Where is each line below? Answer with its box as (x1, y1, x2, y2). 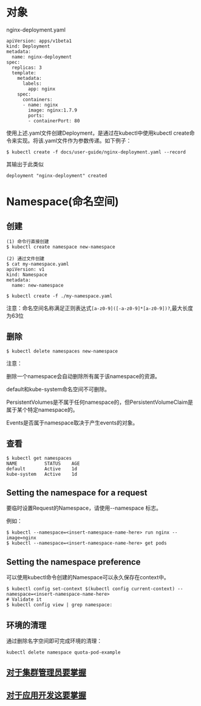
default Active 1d (6, 465, 78, 472)
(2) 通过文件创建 (6, 255, 44, 262)
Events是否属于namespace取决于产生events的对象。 (6, 418, 138, 426)
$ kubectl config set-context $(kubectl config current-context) (6, 586, 175, 592)
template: (12, 69, 36, 76)
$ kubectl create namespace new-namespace (6, 244, 115, 250)
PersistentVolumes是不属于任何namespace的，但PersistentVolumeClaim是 (6, 398, 193, 406)
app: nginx (28, 86, 56, 92)
